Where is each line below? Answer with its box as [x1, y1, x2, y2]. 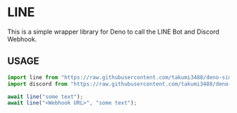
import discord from [7, 80, 68, 88]
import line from [7, 74, 59, 81]
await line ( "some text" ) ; [7, 93, 83, 100]
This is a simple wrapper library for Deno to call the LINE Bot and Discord [7, 27, 220, 36]
